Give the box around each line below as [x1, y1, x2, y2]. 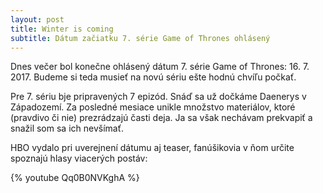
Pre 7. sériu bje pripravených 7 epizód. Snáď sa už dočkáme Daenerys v [10, 91, 307, 103]
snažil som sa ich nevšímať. [10, 122, 124, 135]
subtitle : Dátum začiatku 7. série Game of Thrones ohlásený [10, 33, 271, 43]
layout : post [10, 14, 65, 25]
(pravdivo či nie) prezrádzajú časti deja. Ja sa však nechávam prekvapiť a [10, 112, 313, 124]
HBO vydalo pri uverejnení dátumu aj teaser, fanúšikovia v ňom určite [10, 142, 295, 154]
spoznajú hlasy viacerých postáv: [10, 152, 148, 165]
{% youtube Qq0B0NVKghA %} [10, 172, 140, 184]
